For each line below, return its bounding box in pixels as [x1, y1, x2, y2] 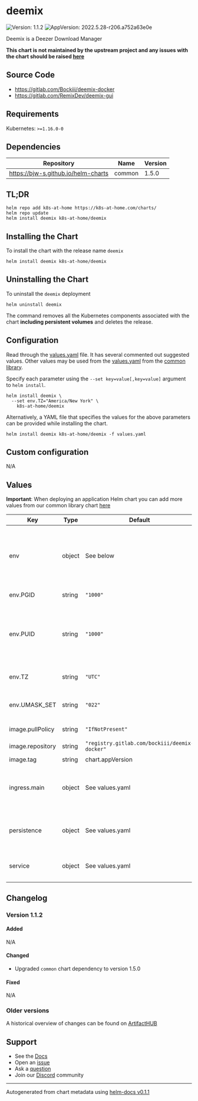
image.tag [9, 755, 37, 764]
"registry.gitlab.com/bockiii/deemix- [85, 740, 194, 747]
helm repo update [6, 210, 49, 216]
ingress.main [9, 784, 45, 792]
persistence [9, 826, 42, 835]
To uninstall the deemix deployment [6, 290, 91, 297]
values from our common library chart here [6, 502, 111, 509]
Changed [6, 952, 29, 959]
